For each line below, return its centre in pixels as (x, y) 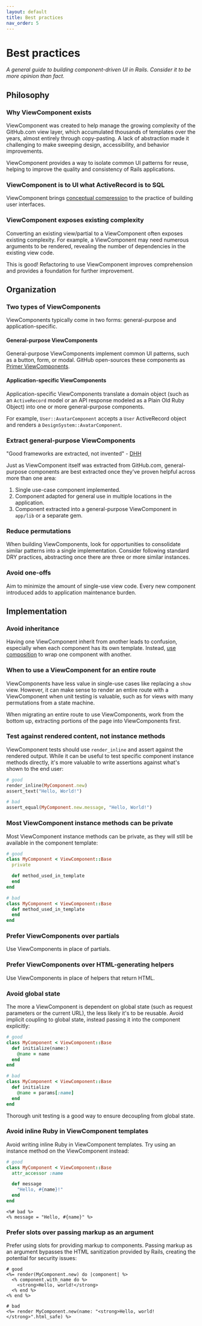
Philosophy (28, 95)
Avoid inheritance (33, 628)
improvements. (25, 151)
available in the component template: (52, 843)
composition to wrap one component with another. (69, 655)
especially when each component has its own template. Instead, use (91, 648)
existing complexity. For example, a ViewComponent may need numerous (97, 240)
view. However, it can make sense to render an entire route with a (87, 690)
